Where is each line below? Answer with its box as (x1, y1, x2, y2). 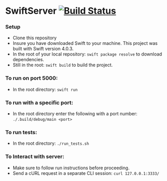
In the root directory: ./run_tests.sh (12, 140, 89, 146)
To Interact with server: (5, 153, 65, 160)
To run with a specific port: (5, 99, 73, 106)
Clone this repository (12, 35, 57, 41)
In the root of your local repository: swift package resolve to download (12, 51, 162, 57)
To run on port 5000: (5, 74, 58, 82)
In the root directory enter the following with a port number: (12, 111, 137, 117)
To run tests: (5, 129, 37, 136)
